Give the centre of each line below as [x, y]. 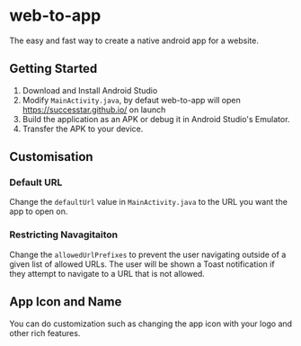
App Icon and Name [66, 302]
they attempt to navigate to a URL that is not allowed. [107, 273]
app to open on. [39, 211]
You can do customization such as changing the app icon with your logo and [151, 324]
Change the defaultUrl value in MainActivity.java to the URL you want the [148, 202]
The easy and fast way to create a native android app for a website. [134, 40]
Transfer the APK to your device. [83, 129]
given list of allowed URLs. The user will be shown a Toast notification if [142, 264]
